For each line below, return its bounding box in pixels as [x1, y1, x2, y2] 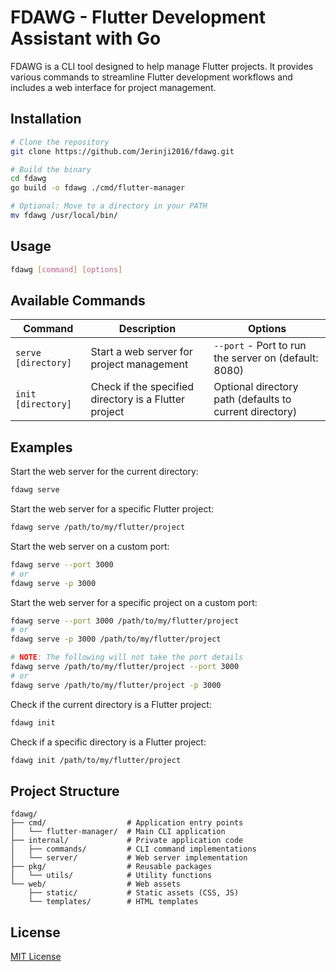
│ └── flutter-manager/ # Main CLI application [10, 827, 226, 837]
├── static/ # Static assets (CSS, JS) [28, 888, 240, 898]
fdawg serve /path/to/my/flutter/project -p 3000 [10, 680, 222, 690]
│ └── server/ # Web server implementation [10, 853, 248, 863]
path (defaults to [213, 392, 292, 406]
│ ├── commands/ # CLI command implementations [10, 844, 257, 855]
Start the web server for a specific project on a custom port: [10, 596, 258, 608]
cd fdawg [10, 174, 47, 184]
